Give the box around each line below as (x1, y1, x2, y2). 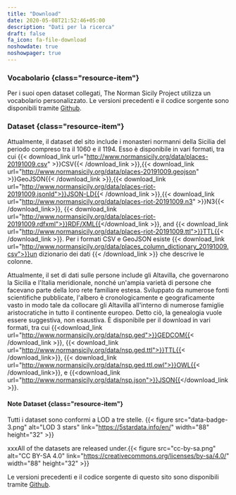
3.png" (7, 422, 27, 431)
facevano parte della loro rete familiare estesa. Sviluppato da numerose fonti (7, 286, 229, 295)
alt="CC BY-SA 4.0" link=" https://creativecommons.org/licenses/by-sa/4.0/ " (7, 451, 230, 460)
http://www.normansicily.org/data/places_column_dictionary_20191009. (21, 243, 229, 251)
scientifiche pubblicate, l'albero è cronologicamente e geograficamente (7, 293, 215, 302)
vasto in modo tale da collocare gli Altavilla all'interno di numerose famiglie (7, 301, 224, 310)
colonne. (7, 257, 33, 266)
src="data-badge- (175, 415, 228, 424)
